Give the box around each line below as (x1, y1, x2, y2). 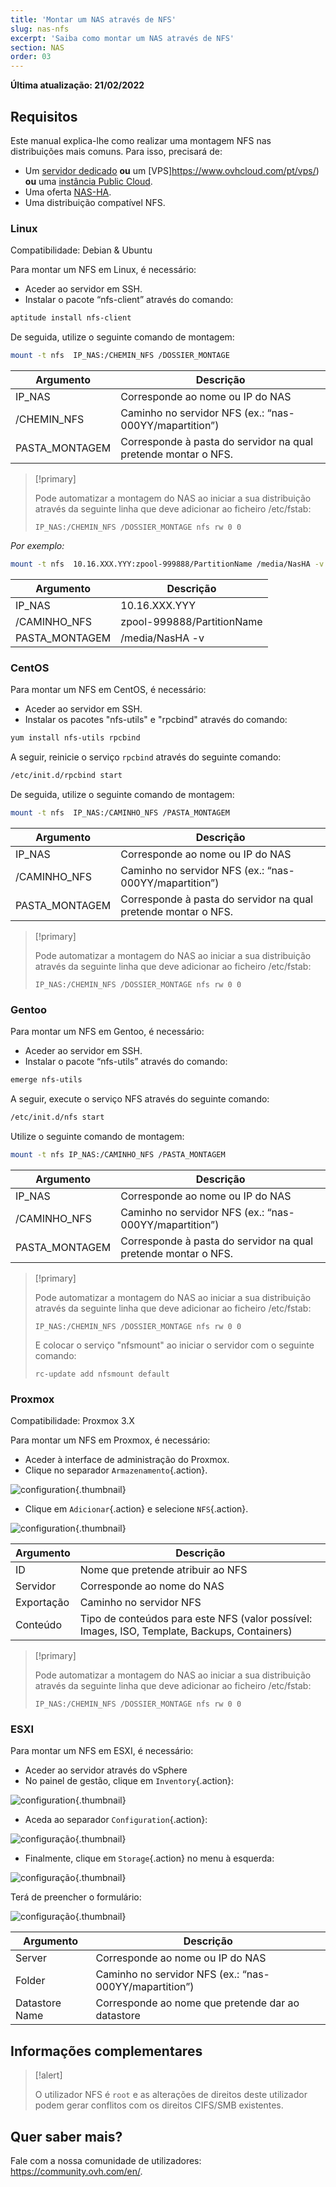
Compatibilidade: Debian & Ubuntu (10, 244, 153, 256)
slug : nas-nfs (10, 24, 70, 34)
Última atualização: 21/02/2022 (10, 79, 145, 91)
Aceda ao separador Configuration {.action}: (24, 1814, 208, 1826)
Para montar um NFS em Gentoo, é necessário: (10, 1026, 205, 1038)
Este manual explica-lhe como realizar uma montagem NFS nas (10, 134, 272, 146)
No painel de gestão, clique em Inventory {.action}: (24, 1775, 235, 1787)
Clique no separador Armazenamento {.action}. (24, 1464, 208, 1476)
